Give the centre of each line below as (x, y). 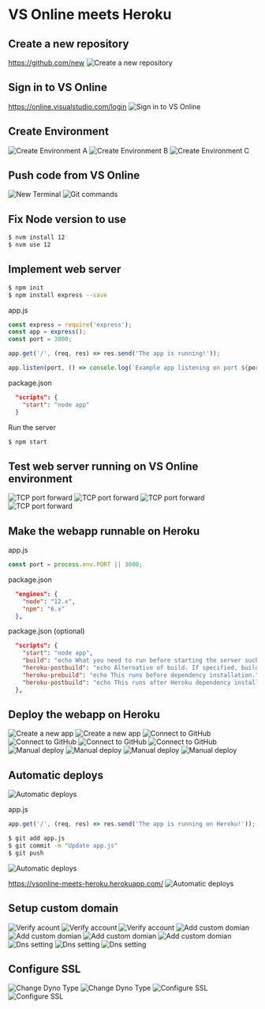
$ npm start (28, 442)
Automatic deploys (56, 775)
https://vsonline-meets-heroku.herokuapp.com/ (86, 883)
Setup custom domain (63, 908)
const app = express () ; (47, 332)
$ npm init (26, 287)
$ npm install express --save (58, 295)
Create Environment (58, 132)
